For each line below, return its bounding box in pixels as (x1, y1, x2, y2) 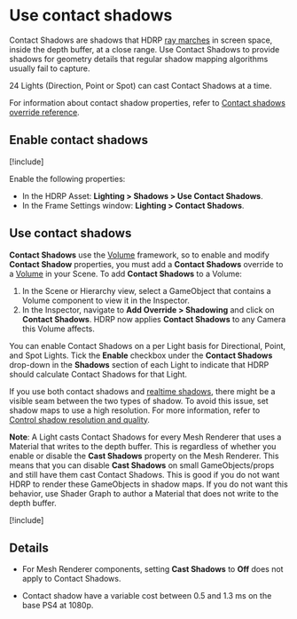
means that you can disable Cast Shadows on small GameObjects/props (9, 459, 275, 471)
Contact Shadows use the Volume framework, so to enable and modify (9, 250, 270, 260)
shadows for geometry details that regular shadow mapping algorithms (9, 53, 269, 64)
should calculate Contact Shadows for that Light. (9, 369, 188, 379)
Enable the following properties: (9, 173, 126, 184)
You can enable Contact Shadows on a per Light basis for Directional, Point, (9, 340, 286, 351)
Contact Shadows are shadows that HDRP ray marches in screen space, (9, 35, 273, 45)
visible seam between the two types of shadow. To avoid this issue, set (9, 395, 269, 406)
